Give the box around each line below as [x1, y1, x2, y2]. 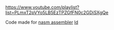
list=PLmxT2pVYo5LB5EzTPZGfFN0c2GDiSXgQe [5, 9, 109, 15]
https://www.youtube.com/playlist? [5, 4, 80, 10]
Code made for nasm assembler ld [5, 19, 79, 25]
